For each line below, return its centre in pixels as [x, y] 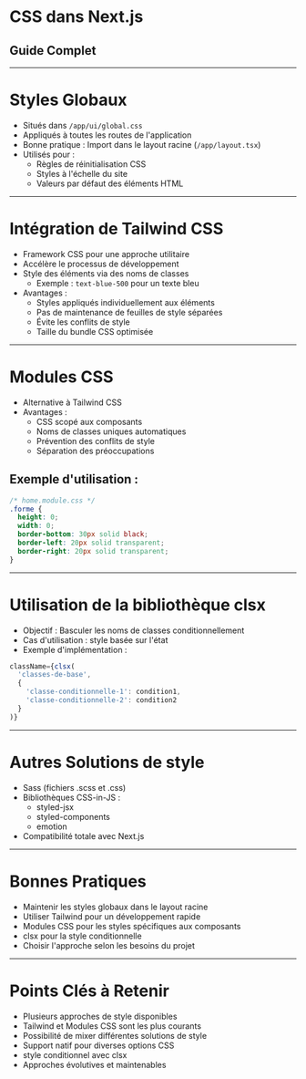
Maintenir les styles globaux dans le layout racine [115, 907]
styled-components [73, 816]
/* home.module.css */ [52, 500]
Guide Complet [53, 51]
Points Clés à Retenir [90, 991]
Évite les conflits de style [83, 322]
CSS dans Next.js [76, 17]
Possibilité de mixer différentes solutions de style [115, 1035]
